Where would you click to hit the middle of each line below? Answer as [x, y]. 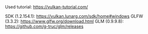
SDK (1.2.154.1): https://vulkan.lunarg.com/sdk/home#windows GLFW [74, 16]
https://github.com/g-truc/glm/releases [44, 26]
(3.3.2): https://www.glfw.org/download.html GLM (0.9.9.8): [64, 21]
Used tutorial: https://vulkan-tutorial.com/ [47, 7]
